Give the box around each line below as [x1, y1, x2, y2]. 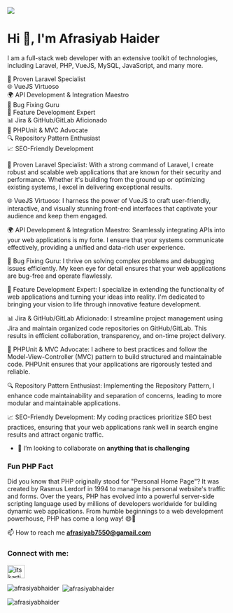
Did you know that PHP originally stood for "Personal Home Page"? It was [7, 477, 220, 486]
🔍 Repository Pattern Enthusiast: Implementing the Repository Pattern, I [7, 381, 215, 390]
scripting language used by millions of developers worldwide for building [7, 500, 217, 508]
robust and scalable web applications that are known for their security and [7, 168, 222, 176]
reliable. [7, 367, 31, 376]
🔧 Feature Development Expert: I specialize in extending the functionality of [7, 285, 225, 293]
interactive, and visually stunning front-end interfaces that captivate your [7, 204, 218, 213]
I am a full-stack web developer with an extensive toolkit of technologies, [7, 53, 218, 62]
